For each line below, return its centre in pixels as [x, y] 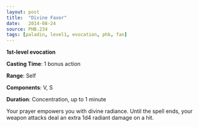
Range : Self [21, 76]
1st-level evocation [31, 52]
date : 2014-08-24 [31, 23]
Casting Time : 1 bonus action [43, 64]
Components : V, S [30, 88]
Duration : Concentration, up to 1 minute [56, 100]
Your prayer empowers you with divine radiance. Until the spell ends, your [99, 111]
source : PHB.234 [27, 29]
